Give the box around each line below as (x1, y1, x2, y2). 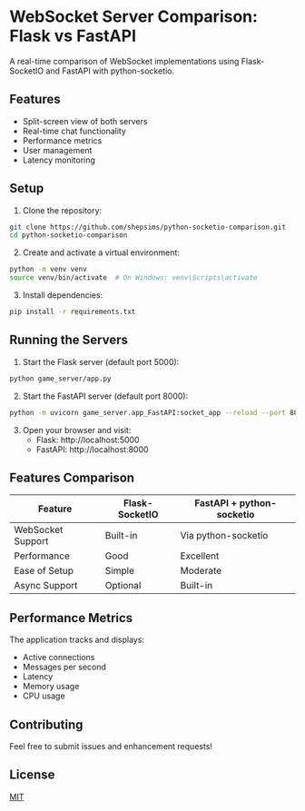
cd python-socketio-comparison (9, 231, 128, 240)
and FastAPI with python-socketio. (44, 65, 175, 76)
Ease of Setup (14, 565, 74, 578)
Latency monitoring (22, 154, 95, 165)
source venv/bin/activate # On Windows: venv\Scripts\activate (9, 273, 258, 282)
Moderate (180, 565, 222, 578)
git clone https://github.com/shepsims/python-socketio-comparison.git (9, 223, 286, 232)
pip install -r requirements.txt (9, 307, 136, 317)
